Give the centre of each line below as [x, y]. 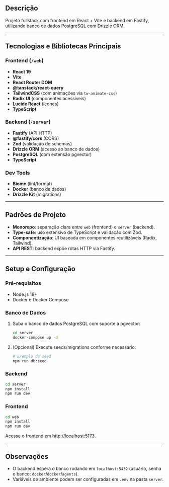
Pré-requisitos [23, 283]
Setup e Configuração [40, 269]
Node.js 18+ [25, 294]
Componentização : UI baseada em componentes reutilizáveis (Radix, [84, 237]
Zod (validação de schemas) [42, 143]
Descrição [22, 8]
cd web [12, 417]
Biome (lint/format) [32, 184]
